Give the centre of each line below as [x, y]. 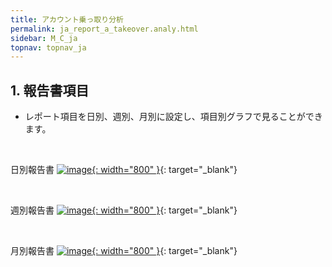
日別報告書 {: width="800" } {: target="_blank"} [124, 170]
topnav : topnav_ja [48, 47]
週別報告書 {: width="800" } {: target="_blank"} [124, 210]
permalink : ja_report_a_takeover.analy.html [104, 29]
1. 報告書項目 [50, 90]
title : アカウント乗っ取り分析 [67, 19]
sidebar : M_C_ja [44, 38]
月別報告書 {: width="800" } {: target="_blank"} [124, 251]
